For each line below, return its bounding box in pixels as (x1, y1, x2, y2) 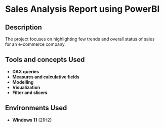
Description (5, 23, 42, 32)
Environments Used (5, 104, 67, 112)
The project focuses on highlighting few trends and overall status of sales (5, 36, 155, 42)
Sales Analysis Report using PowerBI (5, 3, 160, 15)
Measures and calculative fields (12, 74, 80, 80)
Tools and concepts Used (5, 56, 85, 64)
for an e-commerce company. (5, 41, 66, 47)
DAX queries (12, 68, 40, 74)
